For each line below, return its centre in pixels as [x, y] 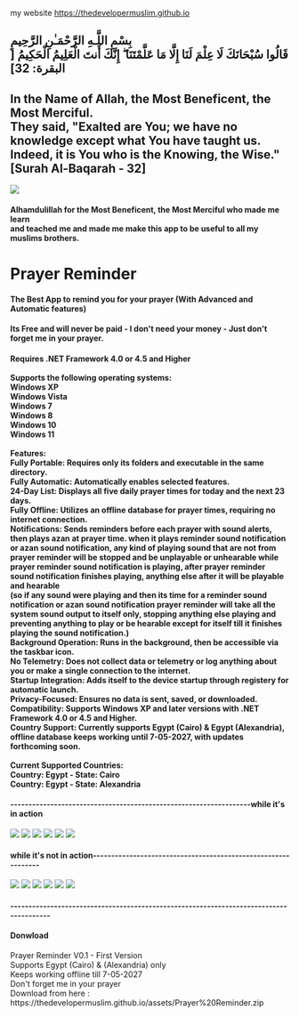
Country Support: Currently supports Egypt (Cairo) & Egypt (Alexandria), [147, 727]
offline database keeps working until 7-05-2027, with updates [127, 737]
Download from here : [50, 993]
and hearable [35, 585]
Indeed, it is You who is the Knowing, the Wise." [145, 154]
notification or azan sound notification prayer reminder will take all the [143, 604]
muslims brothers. [45, 238]
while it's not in [39, 855]
